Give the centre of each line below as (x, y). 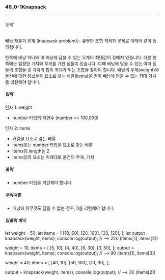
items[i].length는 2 (31, 151)
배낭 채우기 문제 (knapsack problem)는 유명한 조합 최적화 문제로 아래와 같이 (78, 41)
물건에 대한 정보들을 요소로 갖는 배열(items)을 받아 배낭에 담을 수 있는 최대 (76, 76)
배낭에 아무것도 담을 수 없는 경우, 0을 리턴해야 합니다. (63, 208)
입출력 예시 (15, 220)
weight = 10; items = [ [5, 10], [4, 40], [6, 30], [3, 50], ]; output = (69, 248)
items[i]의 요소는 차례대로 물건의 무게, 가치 (53, 157)
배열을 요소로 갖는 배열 (34, 139)
